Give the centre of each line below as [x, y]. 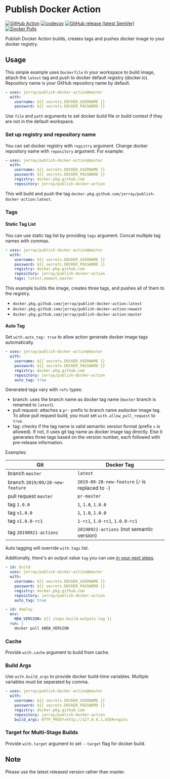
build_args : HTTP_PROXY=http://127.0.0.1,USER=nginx [71, 719]
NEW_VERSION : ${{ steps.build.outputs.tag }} [63, 619]
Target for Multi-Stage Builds [42, 732]
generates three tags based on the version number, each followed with [86, 437]
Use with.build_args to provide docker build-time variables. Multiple [77, 677]
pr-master [89, 496]
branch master [25, 474]
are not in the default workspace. [40, 121]
